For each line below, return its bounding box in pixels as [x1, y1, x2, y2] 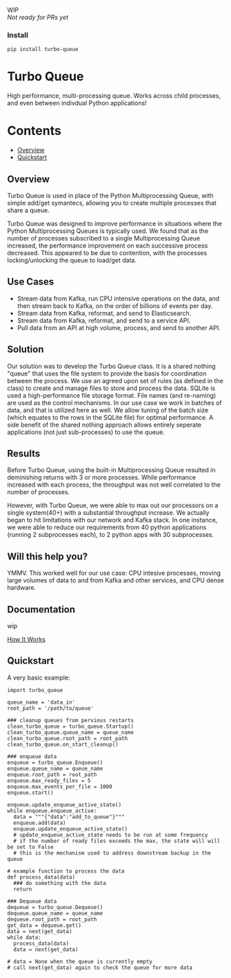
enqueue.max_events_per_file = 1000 [7, 783, 112, 790]
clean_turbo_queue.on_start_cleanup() [7, 741, 119, 748]
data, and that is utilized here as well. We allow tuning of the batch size [7, 406, 209, 414]
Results [7, 448, 41, 459]
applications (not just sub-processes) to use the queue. [7, 427, 165, 436]
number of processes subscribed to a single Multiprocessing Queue [7, 234, 201, 242]
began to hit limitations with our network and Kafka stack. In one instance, [7, 516, 218, 524]
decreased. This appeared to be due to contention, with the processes [7, 248, 208, 257]
